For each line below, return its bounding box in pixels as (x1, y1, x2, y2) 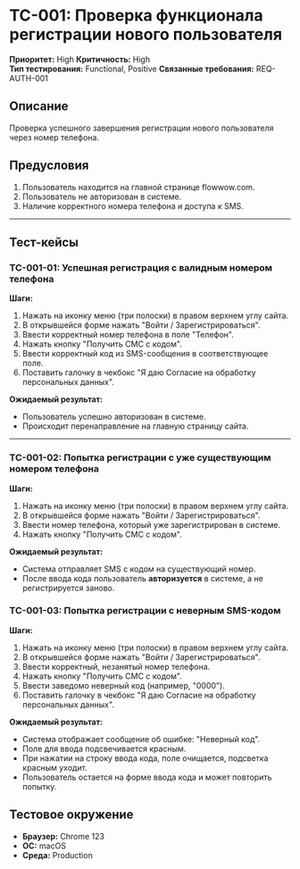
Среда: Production (21, 849, 94, 860)
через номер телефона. (9, 131, 100, 143)
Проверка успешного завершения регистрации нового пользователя (9, 122, 274, 133)
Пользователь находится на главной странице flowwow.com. (21, 181, 255, 192)
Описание (9, 99, 69, 114)
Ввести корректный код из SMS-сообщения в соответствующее (21, 348, 269, 359)
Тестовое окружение (9, 807, 134, 823)
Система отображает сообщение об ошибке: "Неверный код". (21, 733, 261, 744)
